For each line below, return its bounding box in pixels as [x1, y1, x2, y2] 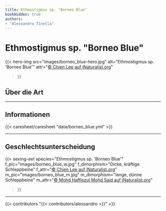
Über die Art [5, 88, 43, 97]
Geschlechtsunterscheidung [5, 143, 95, 151]
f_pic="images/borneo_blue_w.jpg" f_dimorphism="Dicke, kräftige [5, 161, 140, 167]
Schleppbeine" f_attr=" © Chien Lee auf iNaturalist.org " [5, 166, 117, 172]
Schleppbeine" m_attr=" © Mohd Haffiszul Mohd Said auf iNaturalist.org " [5, 177, 153, 183]
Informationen [5, 110, 50, 119]
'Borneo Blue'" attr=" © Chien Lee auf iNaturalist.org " [5, 64, 114, 70]
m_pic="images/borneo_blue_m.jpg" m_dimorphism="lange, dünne [5, 171, 142, 177]
